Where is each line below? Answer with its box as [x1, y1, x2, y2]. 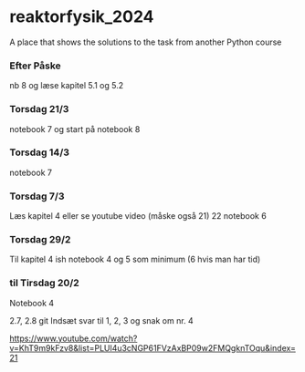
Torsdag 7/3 [9, 190, 65, 202]
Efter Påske [9, 59, 61, 72]
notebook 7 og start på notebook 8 [9, 123, 141, 134]
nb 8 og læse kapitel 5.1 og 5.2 [9, 80, 124, 91]
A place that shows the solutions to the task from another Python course [9, 36, 282, 47]
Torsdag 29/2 [9, 233, 71, 246]
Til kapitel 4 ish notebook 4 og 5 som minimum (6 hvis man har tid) [9, 253, 261, 265]
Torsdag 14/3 [9, 146, 70, 159]
